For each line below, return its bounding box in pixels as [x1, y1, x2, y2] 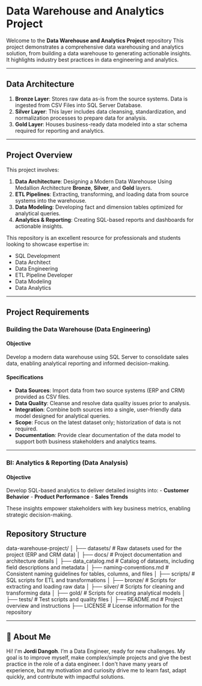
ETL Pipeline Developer [14, 271, 73, 278]
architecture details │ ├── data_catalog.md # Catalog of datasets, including [6, 557, 194, 565]
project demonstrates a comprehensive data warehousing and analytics [6, 43, 184, 51]
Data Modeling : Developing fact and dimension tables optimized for [14, 203, 183, 210]
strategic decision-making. [6, 511, 73, 518]
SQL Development [14, 252, 60, 259]
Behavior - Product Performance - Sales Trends [6, 493, 128, 500]
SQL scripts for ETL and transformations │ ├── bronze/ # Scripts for [6, 577, 176, 584]
